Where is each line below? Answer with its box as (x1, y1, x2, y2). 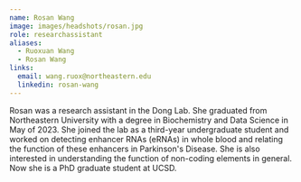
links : (9, 64, 34, 73)
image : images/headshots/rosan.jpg (9, 22, 144, 31)
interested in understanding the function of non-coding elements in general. (9, 152, 292, 163)
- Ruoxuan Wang (17, 47, 75, 56)
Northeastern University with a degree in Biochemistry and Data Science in (9, 114, 289, 125)
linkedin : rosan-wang (17, 80, 99, 89)
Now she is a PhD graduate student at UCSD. (9, 162, 177, 173)
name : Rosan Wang (9, 13, 75, 23)
